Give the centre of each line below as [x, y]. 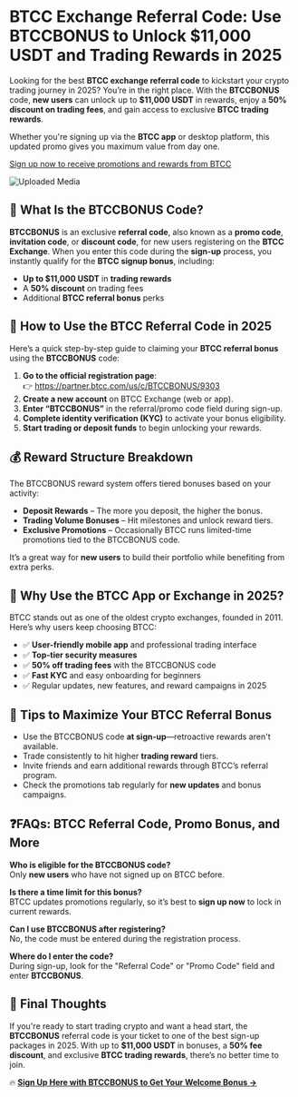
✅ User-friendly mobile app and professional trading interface [139, 645]
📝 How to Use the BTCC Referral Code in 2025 [141, 326]
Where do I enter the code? [62, 956]
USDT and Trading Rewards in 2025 [146, 55]
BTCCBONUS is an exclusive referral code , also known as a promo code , [146, 232]
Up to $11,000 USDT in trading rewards [97, 278]
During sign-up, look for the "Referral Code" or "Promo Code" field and [142, 965]
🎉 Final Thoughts [58, 1004]
